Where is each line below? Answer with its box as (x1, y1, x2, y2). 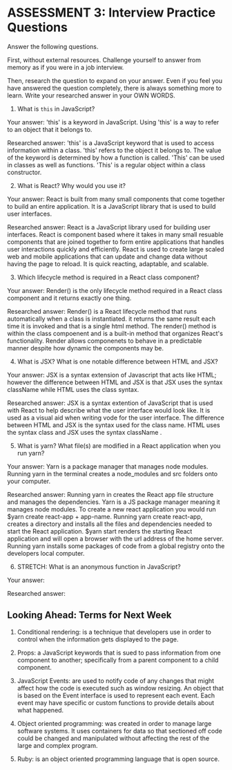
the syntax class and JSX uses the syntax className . (7, 428, 162, 436)
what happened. (17, 706, 64, 714)
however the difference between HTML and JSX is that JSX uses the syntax (7, 378, 223, 386)
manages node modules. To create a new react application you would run (7, 505, 216, 513)
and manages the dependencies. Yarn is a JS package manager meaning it (7, 498, 220, 506)
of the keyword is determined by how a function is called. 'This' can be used (7, 153, 224, 162)
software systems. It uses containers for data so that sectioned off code (17, 726, 222, 735)
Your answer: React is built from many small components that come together (7, 195, 226, 203)
